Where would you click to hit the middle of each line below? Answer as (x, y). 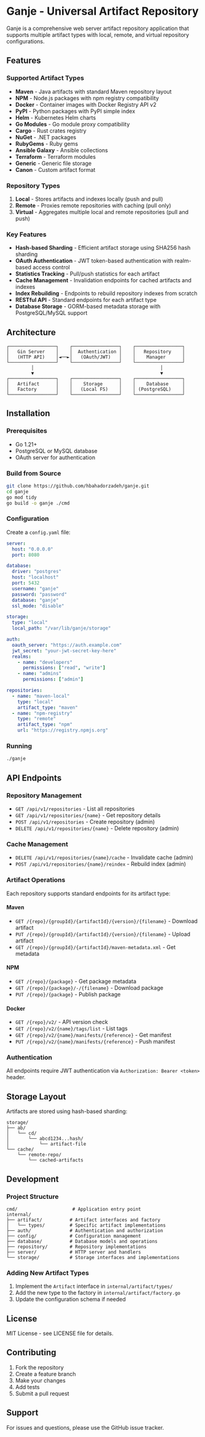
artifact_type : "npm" (45, 725)
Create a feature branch (45, 1374)
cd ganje (17, 491)
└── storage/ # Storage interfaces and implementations (93, 1257)
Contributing (31, 1353)
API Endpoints (34, 778)
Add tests (27, 1387)
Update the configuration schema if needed (70, 1300)
